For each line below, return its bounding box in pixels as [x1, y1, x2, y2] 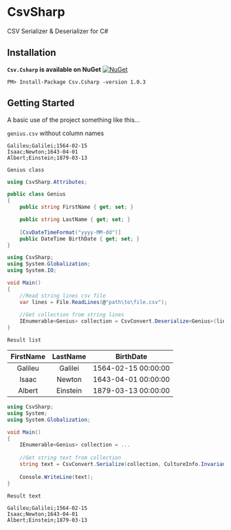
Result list [7, 337, 41, 344]
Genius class [7, 166, 45, 173]
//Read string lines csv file [19, 292, 107, 299]
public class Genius [7, 191, 67, 198]
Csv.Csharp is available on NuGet [7, 65, 102, 73]
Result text [7, 492, 41, 500]
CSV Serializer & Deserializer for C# [7, 27, 109, 35]
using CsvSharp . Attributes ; [7, 179, 88, 185]
